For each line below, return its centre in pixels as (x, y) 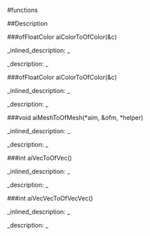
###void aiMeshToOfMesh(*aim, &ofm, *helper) (75, 118)
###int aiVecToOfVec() (40, 158)
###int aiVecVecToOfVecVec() (50, 198)
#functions (22, 10)
